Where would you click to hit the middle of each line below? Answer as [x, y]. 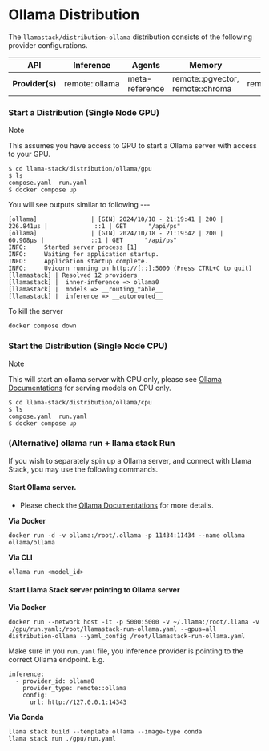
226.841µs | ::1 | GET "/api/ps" [94, 227]
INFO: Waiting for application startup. [84, 255]
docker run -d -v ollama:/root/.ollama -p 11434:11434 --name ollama [127, 536]
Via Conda [26, 717]
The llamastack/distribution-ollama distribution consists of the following [130, 37]
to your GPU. [29, 155]
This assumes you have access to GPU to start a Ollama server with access [133, 146]
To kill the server [36, 311]
